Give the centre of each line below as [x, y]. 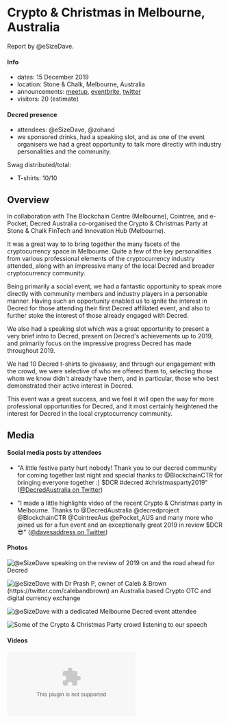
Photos [17, 548]
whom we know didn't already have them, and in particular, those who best [113, 379]
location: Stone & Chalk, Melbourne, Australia [81, 84]
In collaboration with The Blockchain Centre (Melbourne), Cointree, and [108, 216]
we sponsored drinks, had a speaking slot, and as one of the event [111, 137]
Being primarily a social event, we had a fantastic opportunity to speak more [115, 286]
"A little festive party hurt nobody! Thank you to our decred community [117, 468]
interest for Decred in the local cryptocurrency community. [90, 414]
